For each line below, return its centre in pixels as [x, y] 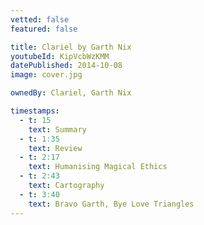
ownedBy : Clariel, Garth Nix [71, 93]
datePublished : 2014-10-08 [66, 66]
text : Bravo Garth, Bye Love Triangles [111, 204]
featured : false [44, 29]
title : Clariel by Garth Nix [71, 47]
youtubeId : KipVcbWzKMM [60, 56]
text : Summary [57, 129]
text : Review [55, 148]
